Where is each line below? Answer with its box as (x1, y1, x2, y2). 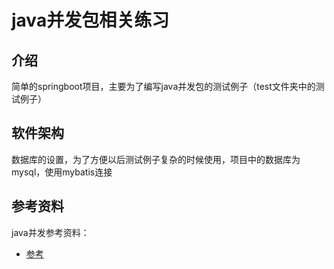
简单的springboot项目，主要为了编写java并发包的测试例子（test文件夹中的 (11, 81, 316, 92)
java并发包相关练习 (11, 9, 170, 32)
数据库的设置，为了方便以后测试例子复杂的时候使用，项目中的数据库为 (11, 153, 301, 165)
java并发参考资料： (11, 226, 90, 238)
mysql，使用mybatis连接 (11, 166, 113, 178)
